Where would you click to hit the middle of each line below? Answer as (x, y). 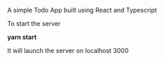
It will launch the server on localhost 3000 (68, 51)
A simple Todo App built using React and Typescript (82, 10)
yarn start (22, 37)
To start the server (34, 23)
